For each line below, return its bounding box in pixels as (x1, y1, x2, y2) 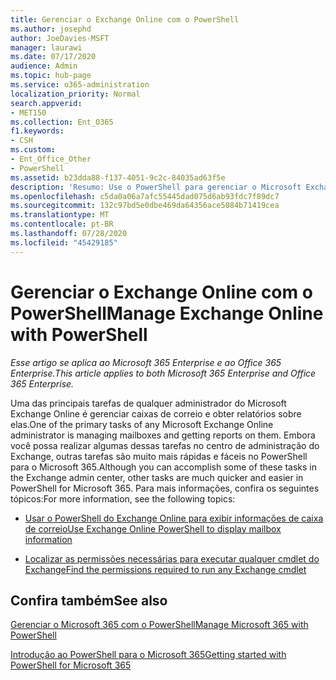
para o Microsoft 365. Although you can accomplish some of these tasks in (10, 461, 317, 473)
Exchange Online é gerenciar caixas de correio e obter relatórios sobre (10, 407, 302, 420)
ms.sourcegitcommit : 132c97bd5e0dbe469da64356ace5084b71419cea (10, 201, 280, 211)
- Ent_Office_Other (10, 154, 92, 164)
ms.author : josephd (10, 24, 92, 34)
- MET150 (10, 107, 47, 118)
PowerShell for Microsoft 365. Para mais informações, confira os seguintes (10, 482, 320, 494)
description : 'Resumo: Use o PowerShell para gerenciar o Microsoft (10, 182, 302, 192)
